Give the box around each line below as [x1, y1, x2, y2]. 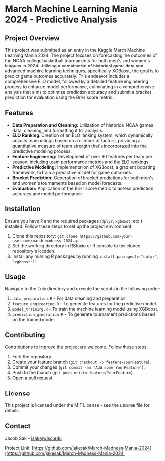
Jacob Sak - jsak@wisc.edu [5, 435, 62, 441]
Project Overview [5, 34, 60, 42]
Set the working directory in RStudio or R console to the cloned [12, 242, 141, 249]
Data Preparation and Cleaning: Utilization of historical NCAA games [12, 122, 154, 128]
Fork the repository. [12, 354, 53, 360]
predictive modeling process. [12, 148, 72, 154]
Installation [5, 205, 41, 213]
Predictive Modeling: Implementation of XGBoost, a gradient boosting [12, 164, 156, 170]
